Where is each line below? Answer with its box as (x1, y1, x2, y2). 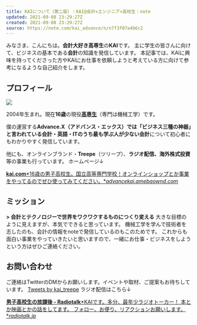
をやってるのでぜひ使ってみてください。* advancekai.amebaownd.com (6, 178, 178, 185)
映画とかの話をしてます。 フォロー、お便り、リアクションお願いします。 (11, 306, 186, 313)
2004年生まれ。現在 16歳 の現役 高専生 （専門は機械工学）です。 (6, 111, 159, 118)
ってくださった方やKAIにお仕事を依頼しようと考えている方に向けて (21, 57, 184, 64)
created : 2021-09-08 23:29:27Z (6, 19, 83, 25)
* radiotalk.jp (6, 312, 36, 319)
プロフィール (6, 83, 53, 93)
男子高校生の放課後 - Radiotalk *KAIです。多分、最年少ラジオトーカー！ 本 (6, 298, 186, 305)
